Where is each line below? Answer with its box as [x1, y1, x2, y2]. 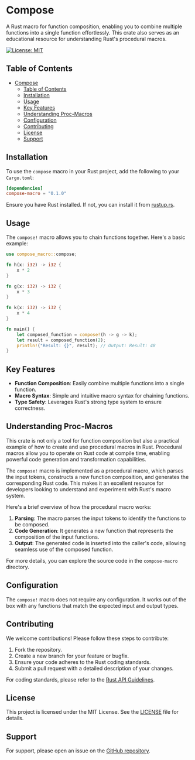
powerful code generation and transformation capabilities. [6, 456, 146, 463]
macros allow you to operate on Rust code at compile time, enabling [6, 449, 170, 457]
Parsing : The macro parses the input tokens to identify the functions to [14, 515, 186, 522]
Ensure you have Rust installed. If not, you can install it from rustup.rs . [6, 201, 175, 208]
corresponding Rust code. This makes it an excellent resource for [6, 480, 164, 487]
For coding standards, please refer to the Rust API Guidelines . [6, 676, 155, 683]
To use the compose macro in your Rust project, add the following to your [6, 167, 180, 174]
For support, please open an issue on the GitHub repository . [6, 747, 150, 754]
